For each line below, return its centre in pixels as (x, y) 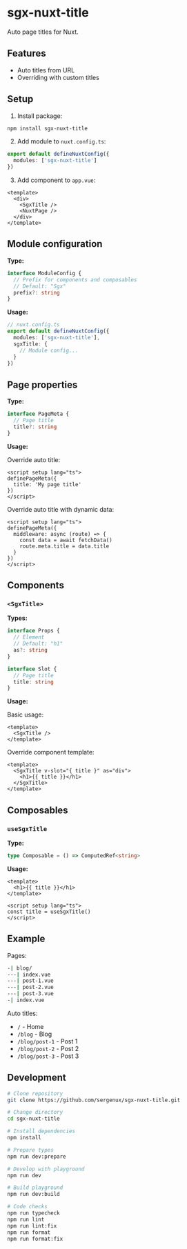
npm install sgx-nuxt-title (48, 128)
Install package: (40, 116)
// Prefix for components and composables (75, 280)
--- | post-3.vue (30, 994)
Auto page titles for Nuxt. (43, 32)
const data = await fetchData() (66, 540)
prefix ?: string (37, 292)
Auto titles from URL (46, 70)
